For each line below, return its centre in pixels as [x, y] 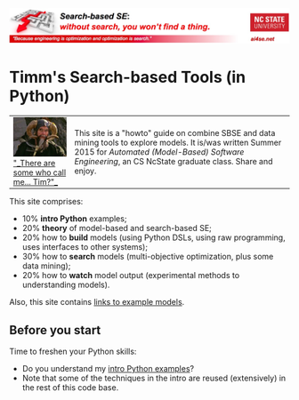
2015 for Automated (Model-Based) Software [159, 152]
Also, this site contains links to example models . [97, 302]
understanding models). [66, 285]
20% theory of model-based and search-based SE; [117, 228]
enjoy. [85, 171]
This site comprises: [46, 202]
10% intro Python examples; [74, 219]
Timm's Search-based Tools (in [128, 77]
